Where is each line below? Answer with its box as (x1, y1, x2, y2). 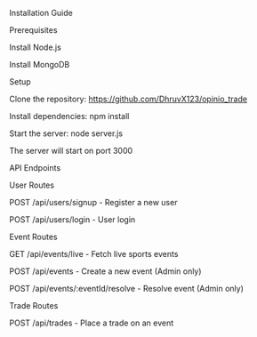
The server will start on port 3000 (9, 146, 133, 156)
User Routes (9, 180, 55, 190)
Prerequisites (9, 25, 58, 35)
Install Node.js (9, 42, 62, 52)
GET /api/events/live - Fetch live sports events (9, 249, 179, 259)
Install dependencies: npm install (9, 111, 130, 121)
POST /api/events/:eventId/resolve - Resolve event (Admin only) (9, 284, 245, 293)
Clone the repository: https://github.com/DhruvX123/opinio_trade (9, 93, 247, 104)
